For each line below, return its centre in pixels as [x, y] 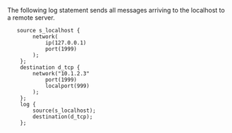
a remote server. [31, 18]
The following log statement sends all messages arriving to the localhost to [116, 10]
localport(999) [67, 86]
